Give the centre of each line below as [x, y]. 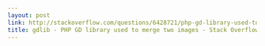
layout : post [29, 15]
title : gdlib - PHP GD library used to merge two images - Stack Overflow [133, 30]
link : [16, 23]
